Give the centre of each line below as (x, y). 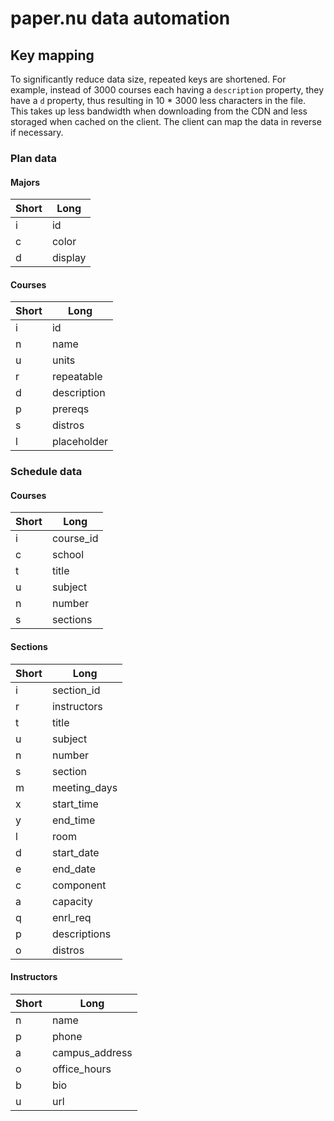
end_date (73, 869)
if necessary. (37, 132)
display (69, 258)
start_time (75, 804)
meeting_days (84, 787)
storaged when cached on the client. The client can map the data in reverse (166, 121)
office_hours (81, 1069)
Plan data (33, 158)
